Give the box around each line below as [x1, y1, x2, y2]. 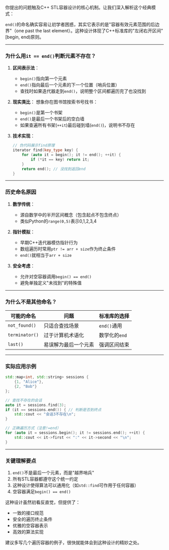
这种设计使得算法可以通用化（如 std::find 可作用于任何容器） [12, 482, 139, 488]
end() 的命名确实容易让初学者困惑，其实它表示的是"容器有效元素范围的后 [5, 22, 155, 27]
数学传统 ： [12, 201, 35, 207]
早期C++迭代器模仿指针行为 [20, 239, 78, 245]
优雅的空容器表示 [12, 522, 48, 528]
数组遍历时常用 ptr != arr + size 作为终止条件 [20, 246, 116, 252]
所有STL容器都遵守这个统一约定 [12, 475, 78, 482]
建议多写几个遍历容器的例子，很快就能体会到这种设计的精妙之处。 [5, 539, 142, 545]
